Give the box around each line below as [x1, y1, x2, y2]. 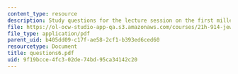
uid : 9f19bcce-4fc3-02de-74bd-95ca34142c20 [7, 56, 138, 63]
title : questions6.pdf [7, 50, 74, 57]
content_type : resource [7, 10, 78, 18]
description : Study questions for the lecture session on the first [7, 17, 214, 24]
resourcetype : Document [7, 43, 78, 50]
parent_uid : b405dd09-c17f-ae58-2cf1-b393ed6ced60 [7, 37, 160, 44]
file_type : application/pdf [7, 30, 91, 37]
